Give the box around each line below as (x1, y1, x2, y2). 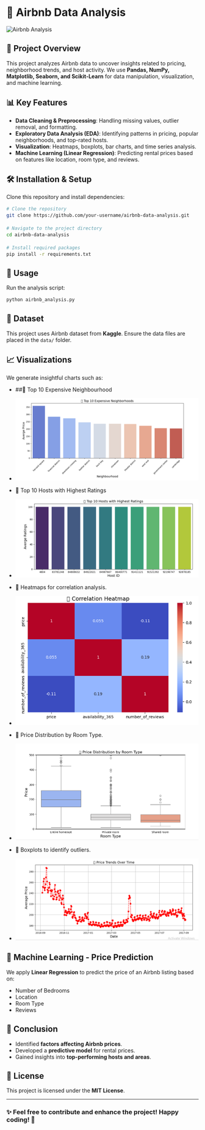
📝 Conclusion (6, 1024, 58, 1034)
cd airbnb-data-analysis (6, 231, 70, 237)
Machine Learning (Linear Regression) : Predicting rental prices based (15, 149, 193, 156)
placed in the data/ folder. (6, 336, 72, 344)
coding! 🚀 (6, 1115, 35, 1124)
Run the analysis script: (6, 284, 65, 292)
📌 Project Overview (6, 43, 81, 54)
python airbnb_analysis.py (6, 297, 75, 303)
